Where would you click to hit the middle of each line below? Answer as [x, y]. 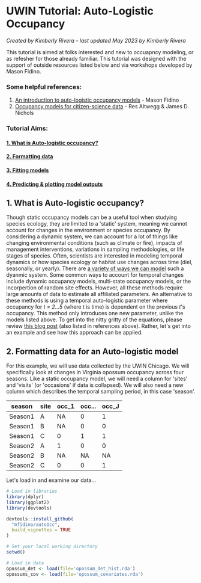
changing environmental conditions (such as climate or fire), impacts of [94, 243]
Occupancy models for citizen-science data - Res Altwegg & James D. [102, 106]
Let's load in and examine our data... [51, 480]
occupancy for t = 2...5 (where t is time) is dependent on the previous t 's [96, 307]
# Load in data [25, 563]
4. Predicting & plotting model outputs [55, 184]
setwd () [16, 552]
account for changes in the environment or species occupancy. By [88, 230]
